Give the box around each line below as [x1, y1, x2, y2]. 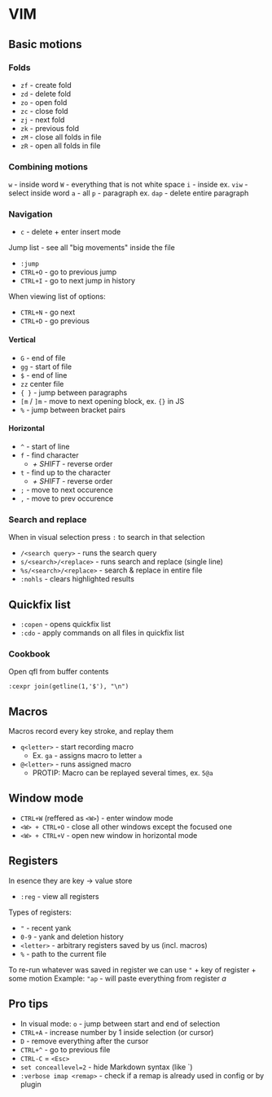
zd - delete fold [20, 89, 72, 99]
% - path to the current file [20, 949, 107, 959]
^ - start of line [20, 441, 70, 451]
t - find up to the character [20, 467, 112, 477]
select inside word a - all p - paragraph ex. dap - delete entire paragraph [8, 188, 249, 198]
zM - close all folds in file [20, 132, 102, 142]
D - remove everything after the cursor [20, 1036, 149, 1046]
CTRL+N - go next [20, 307, 76, 318]
